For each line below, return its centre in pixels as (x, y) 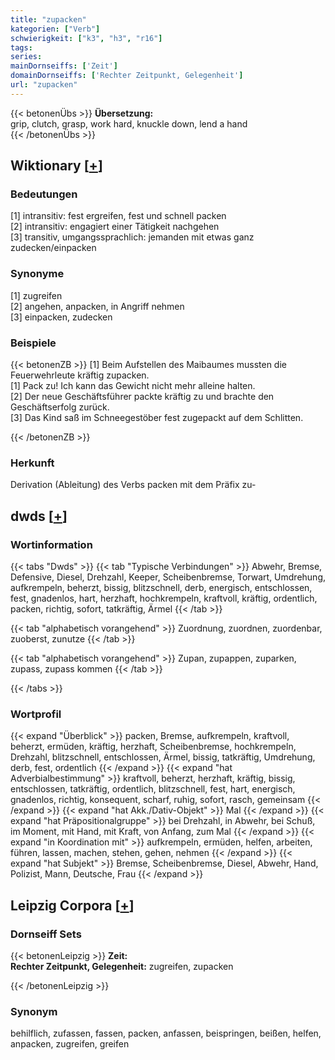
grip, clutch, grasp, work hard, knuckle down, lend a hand (129, 123)
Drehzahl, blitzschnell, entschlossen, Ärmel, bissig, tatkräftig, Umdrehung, (163, 757)
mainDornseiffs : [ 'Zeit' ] (64, 66)
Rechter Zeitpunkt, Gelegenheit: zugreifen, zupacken (122, 966)
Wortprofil (36, 714)
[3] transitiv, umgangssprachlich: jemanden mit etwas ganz (132, 237)
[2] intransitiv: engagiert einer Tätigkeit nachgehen (115, 227)
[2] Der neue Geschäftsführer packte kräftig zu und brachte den (142, 397)
